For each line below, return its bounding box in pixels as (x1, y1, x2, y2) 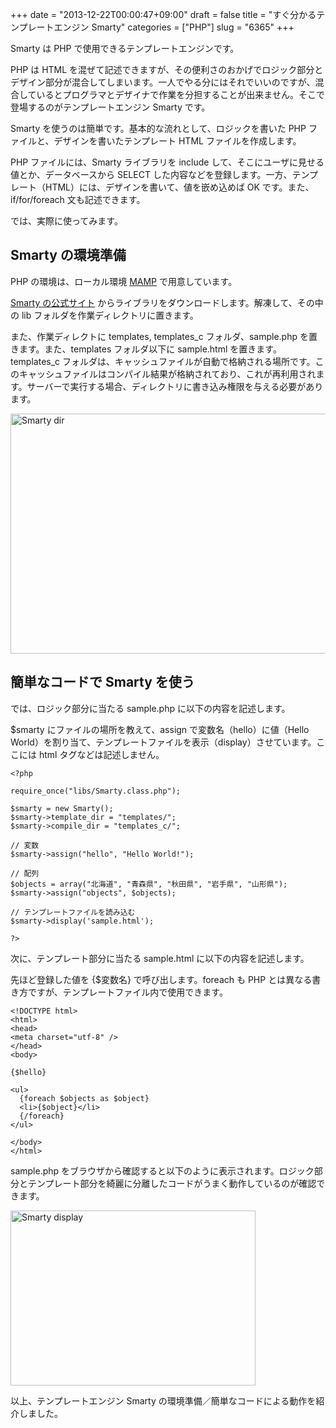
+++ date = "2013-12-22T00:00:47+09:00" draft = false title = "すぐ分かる (10, 9, 317, 20)
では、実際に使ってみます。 (10, 215, 123, 227)
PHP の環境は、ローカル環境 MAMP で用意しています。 (10, 275, 238, 287)
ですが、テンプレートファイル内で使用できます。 (27, 986, 228, 998)
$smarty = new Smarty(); (10, 803, 114, 813)
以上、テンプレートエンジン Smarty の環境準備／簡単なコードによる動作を (10, 1394, 317, 1407)
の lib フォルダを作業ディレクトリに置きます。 (10, 309, 199, 321)
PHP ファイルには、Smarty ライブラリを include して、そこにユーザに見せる (10, 156, 325, 168)
